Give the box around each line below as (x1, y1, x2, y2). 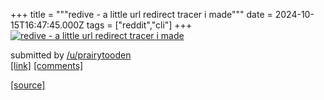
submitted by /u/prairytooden (10, 49, 132, 61)
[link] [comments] (10, 60, 84, 71)
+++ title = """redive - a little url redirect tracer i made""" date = (10, 9, 273, 20)
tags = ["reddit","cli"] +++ (86, 19, 193, 31)
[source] (10, 79, 46, 91)
